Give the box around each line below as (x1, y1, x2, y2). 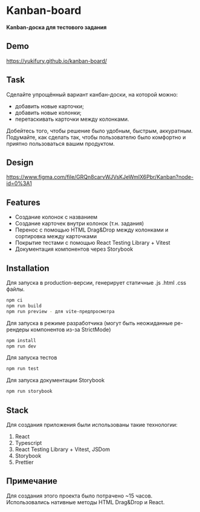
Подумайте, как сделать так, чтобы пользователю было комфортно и (6, 134, 186, 141)
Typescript (15, 439, 42, 446)
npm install (6, 337, 36, 343)
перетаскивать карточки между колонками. (15, 115, 129, 123)
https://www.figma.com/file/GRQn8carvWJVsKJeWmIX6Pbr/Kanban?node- (6, 173, 194, 181)
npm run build (6, 303, 42, 309)
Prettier (15, 458, 34, 465)
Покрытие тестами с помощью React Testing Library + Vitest (15, 239, 170, 247)
